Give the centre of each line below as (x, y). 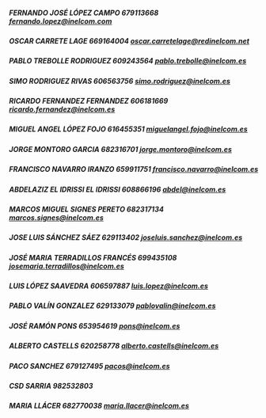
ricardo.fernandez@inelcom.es (62, 109)
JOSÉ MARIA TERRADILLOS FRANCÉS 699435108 (93, 257)
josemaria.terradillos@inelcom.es (67, 266)
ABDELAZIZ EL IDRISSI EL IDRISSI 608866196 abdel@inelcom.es (118, 189)
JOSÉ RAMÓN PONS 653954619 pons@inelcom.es (95, 325)
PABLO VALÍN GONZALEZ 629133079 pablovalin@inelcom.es (112, 306)
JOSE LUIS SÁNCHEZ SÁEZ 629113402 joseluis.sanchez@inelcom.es (126, 237)
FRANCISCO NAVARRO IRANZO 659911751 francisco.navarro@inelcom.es (134, 169)
